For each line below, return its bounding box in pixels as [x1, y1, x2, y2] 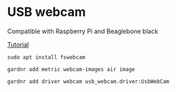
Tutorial [7, 40, 29, 48]
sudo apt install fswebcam [7, 53, 86, 61]
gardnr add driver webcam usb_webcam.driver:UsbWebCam [7, 77, 170, 85]
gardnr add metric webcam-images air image [7, 66, 136, 73]
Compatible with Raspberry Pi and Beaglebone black [7, 27, 159, 35]
